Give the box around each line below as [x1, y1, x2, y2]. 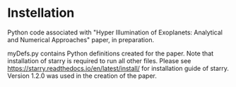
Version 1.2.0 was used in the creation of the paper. [7, 72, 157, 80]
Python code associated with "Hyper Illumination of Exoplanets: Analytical [7, 28, 223, 36]
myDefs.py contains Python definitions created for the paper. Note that [7, 49, 214, 58]
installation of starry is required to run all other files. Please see [7, 56, 191, 65]
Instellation [7, 5, 75, 21]
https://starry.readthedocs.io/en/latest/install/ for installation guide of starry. [7, 64, 230, 72]
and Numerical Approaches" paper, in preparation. [7, 35, 154, 43]
